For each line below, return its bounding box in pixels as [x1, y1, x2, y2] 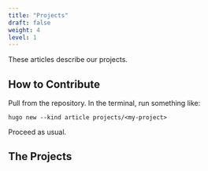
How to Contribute [8, 78, 101, 91]
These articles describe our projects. [8, 55, 128, 64]
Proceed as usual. [8, 127, 67, 137]
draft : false [8, 19, 51, 27]
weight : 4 [8, 26, 41, 34]
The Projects [8, 150, 72, 163]
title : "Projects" [8, 11, 69, 20]
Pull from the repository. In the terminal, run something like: [8, 99, 201, 108]
